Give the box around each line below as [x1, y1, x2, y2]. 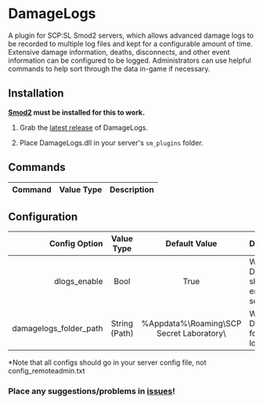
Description [109, 184, 154, 195]
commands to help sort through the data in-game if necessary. [8, 64, 211, 73]
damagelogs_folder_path [12, 323, 103, 334]
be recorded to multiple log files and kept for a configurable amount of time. [8, 38, 253, 48]
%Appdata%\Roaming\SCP [140, 318, 242, 329]
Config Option [49, 238, 103, 249]
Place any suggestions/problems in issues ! [8, 386, 175, 397]
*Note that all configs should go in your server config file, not [8, 358, 207, 367]
